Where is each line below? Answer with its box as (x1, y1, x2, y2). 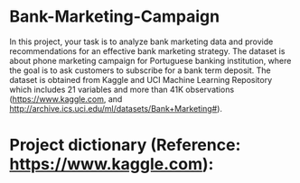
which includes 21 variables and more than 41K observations (9, 84, 235, 95)
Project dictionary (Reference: (9, 135, 241, 155)
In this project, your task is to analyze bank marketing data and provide (9, 36, 274, 47)
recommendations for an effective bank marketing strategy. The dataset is (9, 45, 286, 56)
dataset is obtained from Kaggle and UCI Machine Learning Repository (9, 74, 273, 85)
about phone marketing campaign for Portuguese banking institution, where (9, 55, 292, 66)
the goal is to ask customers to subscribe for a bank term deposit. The (9, 65, 271, 76)
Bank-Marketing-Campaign (9, 6, 220, 27)
